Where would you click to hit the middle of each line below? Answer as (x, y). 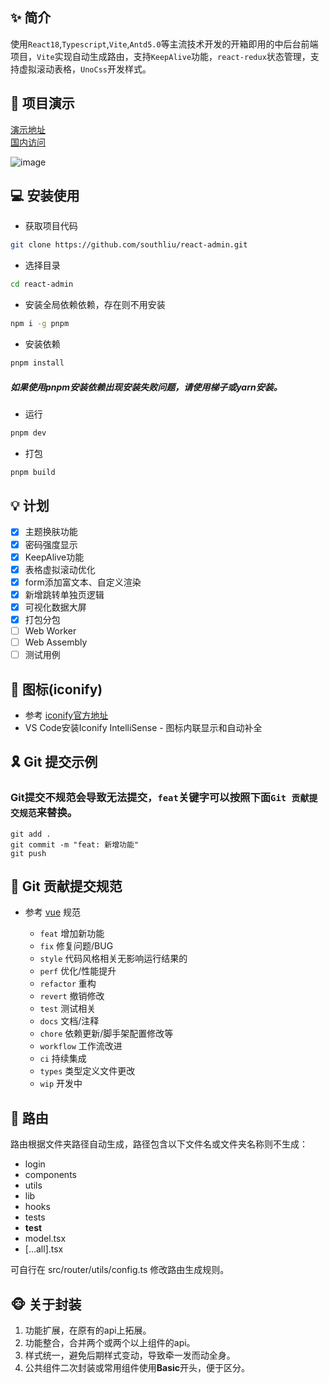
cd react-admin (42, 284)
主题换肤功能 (51, 532)
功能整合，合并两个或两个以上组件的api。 (110, 1343)
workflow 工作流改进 (81, 1046)
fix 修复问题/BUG (76, 946)
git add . (31, 834)
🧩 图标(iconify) (56, 689)
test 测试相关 (68, 1009)
